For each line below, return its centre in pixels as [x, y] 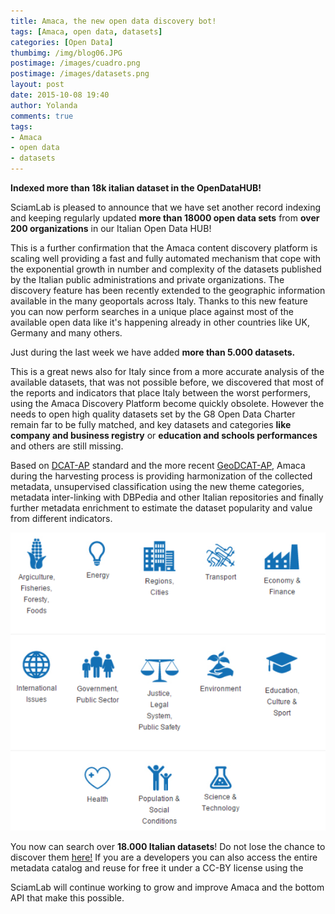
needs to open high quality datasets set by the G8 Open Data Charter [153, 414]
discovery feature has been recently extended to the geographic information [168, 290]
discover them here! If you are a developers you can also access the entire [164, 857]
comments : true [42, 116]
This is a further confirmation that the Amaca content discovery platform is [164, 248]
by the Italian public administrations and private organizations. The [147, 279]
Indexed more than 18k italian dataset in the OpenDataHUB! [136, 188]
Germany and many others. [66, 333]
